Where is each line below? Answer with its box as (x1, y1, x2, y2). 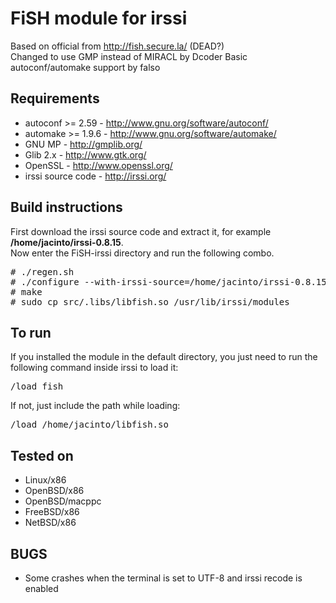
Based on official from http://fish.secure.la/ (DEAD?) (10, 40, 225, 52)
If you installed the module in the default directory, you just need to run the (10, 351, 318, 363)
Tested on (10, 447, 74, 464)
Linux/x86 (24, 474, 67, 486)
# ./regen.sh (10, 266, 75, 277)
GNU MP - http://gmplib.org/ (24, 138, 143, 150)
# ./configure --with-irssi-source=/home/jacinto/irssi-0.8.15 (10, 276, 327, 287)
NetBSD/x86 (24, 517, 77, 529)
